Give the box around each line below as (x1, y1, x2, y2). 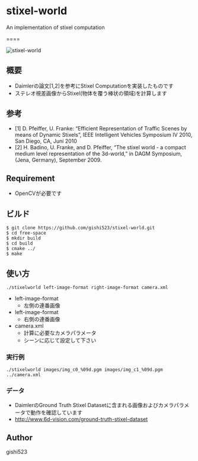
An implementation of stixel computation (6, 24, 105, 31)
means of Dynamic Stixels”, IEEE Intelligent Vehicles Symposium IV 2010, (14, 131, 193, 138)
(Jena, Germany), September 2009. (14, 156, 102, 164)
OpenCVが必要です (14, 190, 62, 197)
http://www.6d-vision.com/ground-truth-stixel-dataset (14, 415, 148, 422)
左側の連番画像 (23, 302, 60, 309)
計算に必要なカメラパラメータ (23, 329, 97, 336)
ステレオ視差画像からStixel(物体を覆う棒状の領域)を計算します (14, 89, 167, 97)
